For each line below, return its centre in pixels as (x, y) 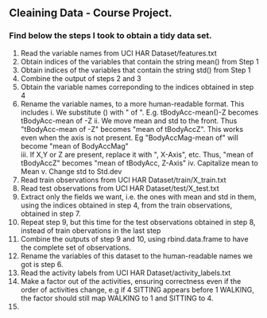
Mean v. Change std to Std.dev (71, 171)
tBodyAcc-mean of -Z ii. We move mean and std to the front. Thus (129, 120)
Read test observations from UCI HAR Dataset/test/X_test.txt (120, 188)
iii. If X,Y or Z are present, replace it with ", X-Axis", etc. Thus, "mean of (137, 154)
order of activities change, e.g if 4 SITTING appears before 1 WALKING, (137, 289)
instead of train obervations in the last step (91, 231)
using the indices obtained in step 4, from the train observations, (126, 205)
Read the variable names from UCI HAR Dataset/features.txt (118, 53)
